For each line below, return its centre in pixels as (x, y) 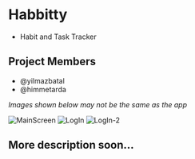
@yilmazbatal (42, 80)
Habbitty (38, 15)
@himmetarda (43, 89)
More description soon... (71, 145)
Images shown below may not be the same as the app (98, 104)
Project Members (52, 62)
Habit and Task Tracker (58, 37)
